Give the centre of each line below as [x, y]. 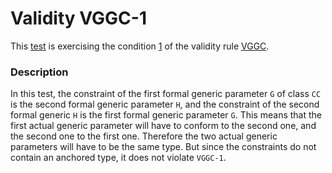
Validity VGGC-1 [78, 18]
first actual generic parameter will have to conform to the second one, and [163, 126]
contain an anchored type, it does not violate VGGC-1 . [118, 158]
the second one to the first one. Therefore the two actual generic [144, 136]
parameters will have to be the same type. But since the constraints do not [163, 147]
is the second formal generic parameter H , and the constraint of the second [165, 104]
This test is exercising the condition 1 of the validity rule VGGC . [140, 46]
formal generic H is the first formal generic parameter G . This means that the [166, 115]
